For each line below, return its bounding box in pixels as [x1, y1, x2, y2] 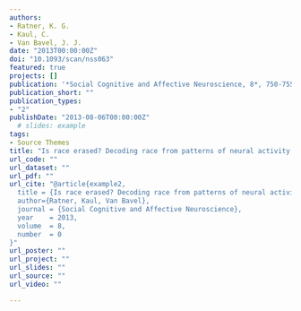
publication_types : [9, 96, 82, 106]
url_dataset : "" [9, 163, 70, 172]
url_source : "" [9, 272, 66, 281]
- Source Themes [9, 138, 70, 147]
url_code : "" [9, 154, 58, 164]
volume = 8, [17, 221, 66, 230]
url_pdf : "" [9, 171, 54, 180]
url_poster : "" [9, 246, 66, 255]
